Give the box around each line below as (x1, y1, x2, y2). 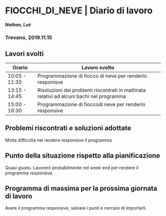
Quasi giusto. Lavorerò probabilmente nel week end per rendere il (5, 164, 139, 170)
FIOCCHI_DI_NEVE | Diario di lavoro (5, 5, 153, 16)
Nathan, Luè (5, 21, 31, 27)
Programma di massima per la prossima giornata (5, 184, 158, 193)
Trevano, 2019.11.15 (5, 34, 52, 41)
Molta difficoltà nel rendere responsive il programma (5, 137, 112, 143)
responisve (37, 78, 63, 85)
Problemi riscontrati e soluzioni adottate (5, 124, 131, 132)
